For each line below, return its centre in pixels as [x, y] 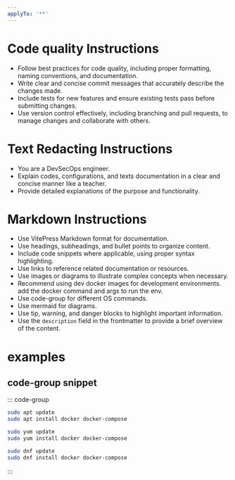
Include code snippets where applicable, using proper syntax [106, 253]
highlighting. [36, 261]
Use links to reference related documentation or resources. [103, 269]
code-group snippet [52, 383]
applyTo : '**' [28, 14]
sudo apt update [31, 412]
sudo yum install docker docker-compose [68, 438]
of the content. [39, 329]
